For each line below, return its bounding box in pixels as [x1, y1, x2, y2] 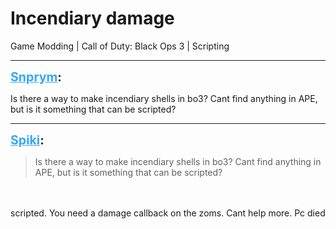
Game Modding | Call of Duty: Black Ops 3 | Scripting [10, 40, 230, 52]
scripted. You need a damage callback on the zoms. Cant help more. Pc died [10, 207, 326, 219]
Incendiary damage [10, 7, 175, 30]
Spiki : [10, 132, 45, 148]
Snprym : [10, 68, 62, 85]
